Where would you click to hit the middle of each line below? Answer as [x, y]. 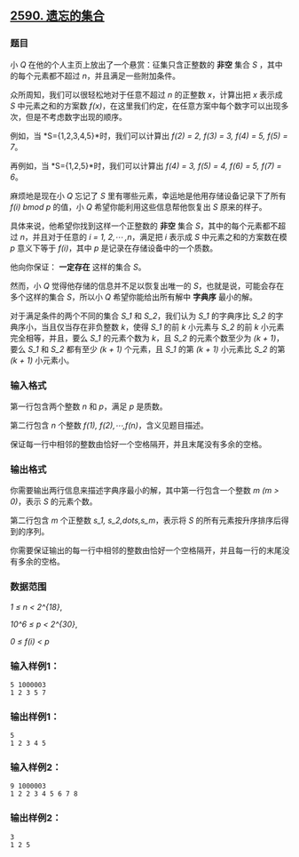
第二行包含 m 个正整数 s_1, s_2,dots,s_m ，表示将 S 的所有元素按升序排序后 [146, 521]
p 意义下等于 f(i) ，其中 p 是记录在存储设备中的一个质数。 [114, 248]
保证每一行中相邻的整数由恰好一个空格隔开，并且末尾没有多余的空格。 [138, 444]
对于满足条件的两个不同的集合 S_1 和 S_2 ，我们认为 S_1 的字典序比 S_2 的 [143, 316]
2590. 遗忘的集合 [57, 16]
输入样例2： [36, 767]
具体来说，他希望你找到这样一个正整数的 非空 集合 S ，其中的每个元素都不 [144, 226]
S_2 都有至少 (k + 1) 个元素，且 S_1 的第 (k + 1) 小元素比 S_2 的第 [168, 348]
